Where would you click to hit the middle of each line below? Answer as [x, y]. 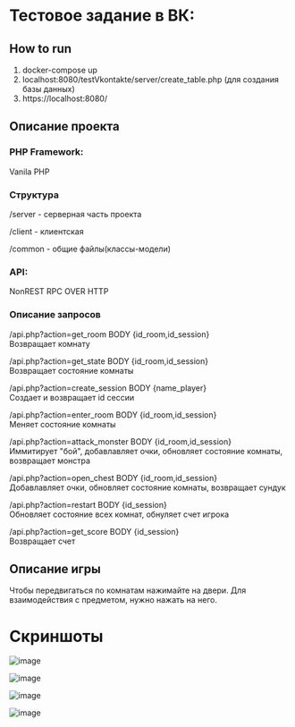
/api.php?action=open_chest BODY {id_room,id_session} [113, 478]
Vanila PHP [29, 172]
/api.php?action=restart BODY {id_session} [88, 504]
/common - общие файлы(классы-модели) [90, 249]
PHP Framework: [46, 152]
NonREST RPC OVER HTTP [59, 292]
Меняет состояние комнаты [63, 424]
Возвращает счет [42, 541]
